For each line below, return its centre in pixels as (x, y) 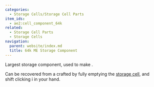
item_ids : (15, 19)
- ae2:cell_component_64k (36, 23)
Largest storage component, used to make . (49, 65)
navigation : (17, 42)
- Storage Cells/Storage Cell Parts (47, 14)
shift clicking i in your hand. (33, 79)
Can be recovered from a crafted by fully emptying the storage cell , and (77, 74)
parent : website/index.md (36, 46)
